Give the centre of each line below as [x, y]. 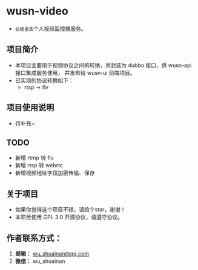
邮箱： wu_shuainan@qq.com [52, 254]
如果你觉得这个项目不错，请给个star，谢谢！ [70, 210]
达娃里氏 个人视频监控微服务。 [51, 28]
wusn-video [37, 11]
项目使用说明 [30, 108]
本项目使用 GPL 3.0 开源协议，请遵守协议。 [69, 217]
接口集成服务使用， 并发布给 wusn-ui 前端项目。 [75, 72]
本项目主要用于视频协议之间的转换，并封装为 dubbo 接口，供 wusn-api [103, 65]
